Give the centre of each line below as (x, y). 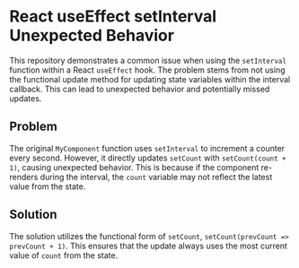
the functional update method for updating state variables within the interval (150, 79)
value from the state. (48, 186)
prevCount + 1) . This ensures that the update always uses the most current (148, 246)
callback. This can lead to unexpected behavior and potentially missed (140, 89)
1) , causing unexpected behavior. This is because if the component (134, 167)
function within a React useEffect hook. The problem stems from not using (147, 70)
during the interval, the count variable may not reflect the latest (156, 177)
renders (24, 177)
